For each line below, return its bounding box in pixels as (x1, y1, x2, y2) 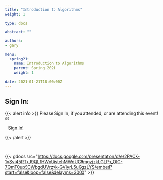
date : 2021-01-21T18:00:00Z (5, 79, 63, 84)
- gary (5, 43, 19, 48)
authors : (5, 38, 23, 43)
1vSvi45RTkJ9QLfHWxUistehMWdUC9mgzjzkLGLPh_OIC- (5, 159, 123, 165)
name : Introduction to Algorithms (14, 61, 84, 66)
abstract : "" (5, 30, 32, 34)
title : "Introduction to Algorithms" (5, 7, 82, 12)
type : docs (5, 21, 27, 26)
